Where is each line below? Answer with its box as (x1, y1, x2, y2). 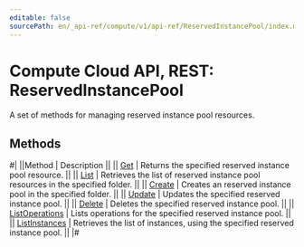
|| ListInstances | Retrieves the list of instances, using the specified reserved (9, 218, 294, 229)
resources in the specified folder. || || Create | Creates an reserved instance (9, 179, 291, 190)
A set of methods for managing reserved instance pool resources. (9, 109, 255, 120)
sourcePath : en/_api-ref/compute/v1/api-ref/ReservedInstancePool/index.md (9, 22, 301, 31)
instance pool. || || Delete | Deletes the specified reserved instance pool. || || (9, 198, 295, 209)
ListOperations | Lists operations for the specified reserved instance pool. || (9, 208, 291, 219)
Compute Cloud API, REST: (9, 61, 214, 81)
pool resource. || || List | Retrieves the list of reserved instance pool (9, 169, 261, 181)
